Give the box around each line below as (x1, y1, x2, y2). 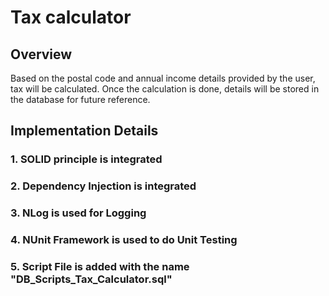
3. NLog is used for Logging (10, 206, 147, 220)
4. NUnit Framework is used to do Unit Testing (10, 233, 238, 247)
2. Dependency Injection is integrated (10, 179, 197, 193)
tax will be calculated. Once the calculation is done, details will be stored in (10, 83, 320, 95)
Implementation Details (10, 122, 159, 140)
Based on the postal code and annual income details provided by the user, (10, 72, 316, 84)
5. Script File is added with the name (10, 260, 190, 273)
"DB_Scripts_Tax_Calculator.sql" (10, 272, 173, 286)
